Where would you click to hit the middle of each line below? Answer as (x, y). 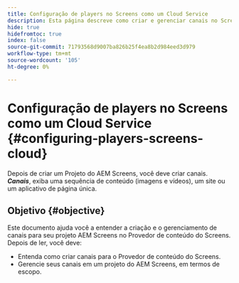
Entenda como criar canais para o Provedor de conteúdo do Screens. (119, 257)
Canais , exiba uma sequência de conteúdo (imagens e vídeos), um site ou (116, 181)
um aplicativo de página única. (52, 188)
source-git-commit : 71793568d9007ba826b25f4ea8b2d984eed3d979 (101, 47)
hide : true (23, 27)
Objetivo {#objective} (56, 210)
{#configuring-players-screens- (106, 138)
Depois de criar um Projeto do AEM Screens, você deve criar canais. (108, 173)
